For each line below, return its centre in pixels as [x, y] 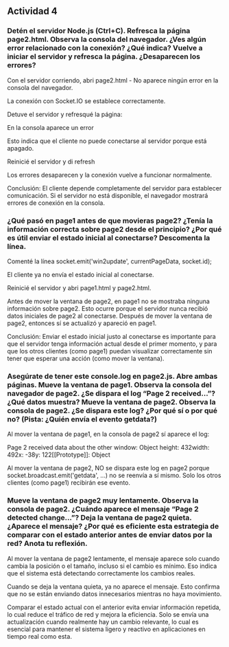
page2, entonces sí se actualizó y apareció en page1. [82, 323]
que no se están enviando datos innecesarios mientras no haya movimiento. [114, 593]
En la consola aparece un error [51, 127]
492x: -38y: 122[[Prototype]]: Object [59, 455]
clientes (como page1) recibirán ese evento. [69, 483]
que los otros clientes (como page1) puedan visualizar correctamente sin [110, 351]
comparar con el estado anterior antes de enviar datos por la [110, 535]
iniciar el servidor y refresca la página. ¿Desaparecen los [104, 56]
